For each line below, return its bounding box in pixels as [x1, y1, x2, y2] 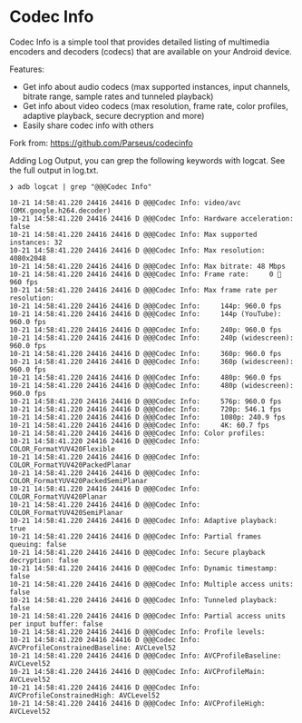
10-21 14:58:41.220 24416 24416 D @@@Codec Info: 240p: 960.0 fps [9, 325, 282, 334]
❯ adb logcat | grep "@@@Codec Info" [9, 182, 152, 192]
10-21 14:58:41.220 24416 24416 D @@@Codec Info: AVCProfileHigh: [9, 698, 266, 708]
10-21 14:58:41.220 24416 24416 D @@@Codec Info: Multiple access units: [9, 579, 295, 589]
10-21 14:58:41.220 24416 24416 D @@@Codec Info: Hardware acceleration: [9, 213, 295, 223]
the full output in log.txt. [9, 164, 99, 175]
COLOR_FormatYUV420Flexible [9, 444, 116, 453]
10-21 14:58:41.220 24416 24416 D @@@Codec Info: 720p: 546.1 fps [9, 404, 282, 414]
